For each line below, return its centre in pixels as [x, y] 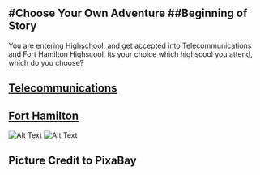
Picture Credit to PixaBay [72, 161]
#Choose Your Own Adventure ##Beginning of [128, 13]
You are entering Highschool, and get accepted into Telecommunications [130, 45]
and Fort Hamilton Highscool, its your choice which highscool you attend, [130, 54]
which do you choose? [46, 62]
